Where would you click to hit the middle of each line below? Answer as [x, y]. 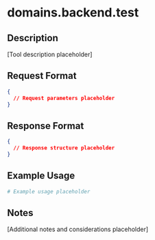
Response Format [46, 126]
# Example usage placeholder [49, 191]
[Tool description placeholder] [50, 54]
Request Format [42, 76]
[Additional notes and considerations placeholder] [78, 229]
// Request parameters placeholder [64, 98]
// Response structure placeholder [64, 148]
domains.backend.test [73, 13]
